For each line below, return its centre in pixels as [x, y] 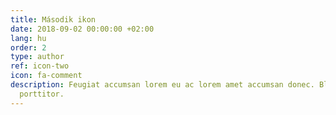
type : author [37, 57]
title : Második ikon [53, 19]
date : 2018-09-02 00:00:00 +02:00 [82, 29]
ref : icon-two [40, 66]
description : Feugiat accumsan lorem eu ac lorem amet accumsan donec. [162, 85]
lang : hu [28, 38]
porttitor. [42, 94]
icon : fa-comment [46, 76]
